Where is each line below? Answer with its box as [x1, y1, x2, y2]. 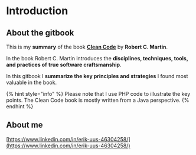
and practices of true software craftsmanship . [6, 61, 122, 68]
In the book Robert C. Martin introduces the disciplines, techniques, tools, [6, 55, 188, 62]
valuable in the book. [6, 79, 57, 86]
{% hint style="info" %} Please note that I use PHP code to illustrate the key [6, 91, 191, 97]
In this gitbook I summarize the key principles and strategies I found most [6, 73, 188, 79]
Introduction [6, 4, 68, 18]
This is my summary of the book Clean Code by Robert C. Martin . [6, 43, 168, 50]
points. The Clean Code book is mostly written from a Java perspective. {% [6, 96, 190, 104]
